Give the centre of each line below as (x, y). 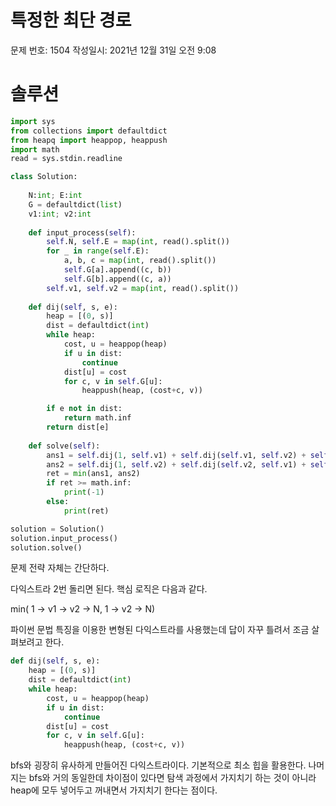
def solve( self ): (64, 446)
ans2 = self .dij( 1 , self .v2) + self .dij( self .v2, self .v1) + (176, 464)
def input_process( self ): (82, 232)
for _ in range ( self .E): (98, 251)
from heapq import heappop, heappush (89, 140)
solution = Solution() (57, 529)
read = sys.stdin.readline (66, 159)
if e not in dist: (84, 409)
